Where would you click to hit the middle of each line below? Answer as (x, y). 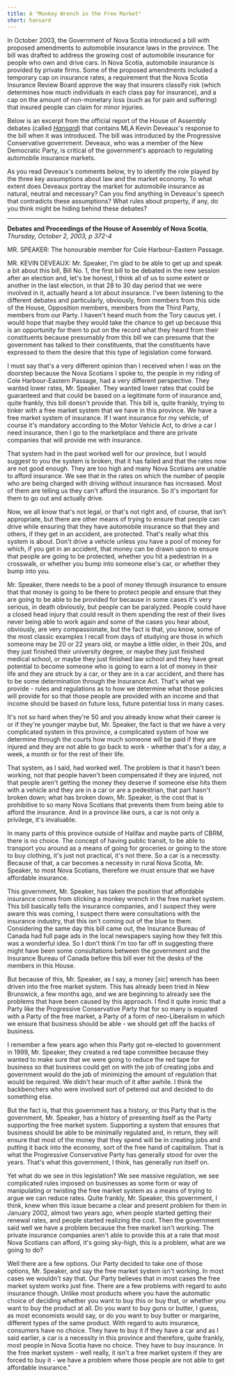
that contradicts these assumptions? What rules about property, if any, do (113, 201)
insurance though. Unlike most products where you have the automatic (109, 1293)
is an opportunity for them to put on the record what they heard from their (113, 330)
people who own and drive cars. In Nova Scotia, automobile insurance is (111, 62)
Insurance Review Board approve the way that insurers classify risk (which (114, 85)
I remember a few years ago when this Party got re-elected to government (114, 1044)
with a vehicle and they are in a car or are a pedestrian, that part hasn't (109, 790)
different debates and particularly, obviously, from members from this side (114, 300)
